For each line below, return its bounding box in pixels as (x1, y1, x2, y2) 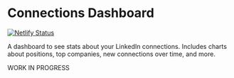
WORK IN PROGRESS (7, 63, 70, 72)
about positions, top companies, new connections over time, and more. (7, 50, 216, 58)
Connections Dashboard (7, 5, 154, 21)
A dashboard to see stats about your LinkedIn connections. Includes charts (7, 42, 228, 50)
